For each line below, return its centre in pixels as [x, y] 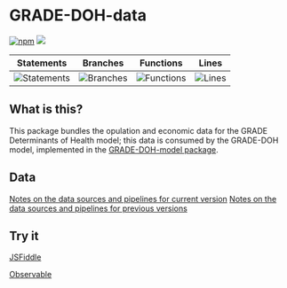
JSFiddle [25, 257]
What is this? [46, 109]
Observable [31, 275]
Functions [161, 63]
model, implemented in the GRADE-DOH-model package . [114, 149]
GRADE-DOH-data [78, 16]
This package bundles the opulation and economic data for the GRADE [139, 130]
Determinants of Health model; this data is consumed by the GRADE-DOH [144, 140]
